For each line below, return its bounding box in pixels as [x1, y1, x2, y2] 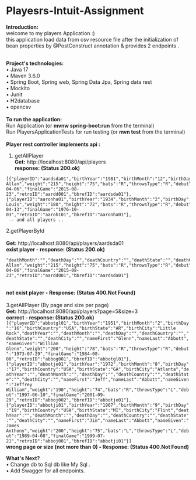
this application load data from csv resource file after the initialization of [6, 36, 179, 43]
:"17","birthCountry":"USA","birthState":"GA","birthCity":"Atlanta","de [6, 366, 190, 372]
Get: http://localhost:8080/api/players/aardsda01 [6, 239, 124, 247]
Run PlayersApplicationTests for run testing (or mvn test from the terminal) [6, 128, 185, 135]
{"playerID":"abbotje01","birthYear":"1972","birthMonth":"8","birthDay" [6, 361, 190, 367]
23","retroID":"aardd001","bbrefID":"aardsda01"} [6, 273, 129, 278]
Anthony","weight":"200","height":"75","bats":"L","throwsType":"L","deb [6, 428, 190, 434]
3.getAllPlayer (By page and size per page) [6, 301, 109, 308]
